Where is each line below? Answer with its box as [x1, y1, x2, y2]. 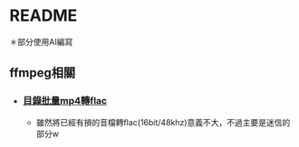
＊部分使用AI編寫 [9, 36, 73, 47]
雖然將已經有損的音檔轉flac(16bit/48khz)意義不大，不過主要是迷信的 [35, 116, 291, 127]
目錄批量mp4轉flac [22, 95, 107, 107]
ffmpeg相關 [9, 65, 76, 81]
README [9, 5, 78, 26]
